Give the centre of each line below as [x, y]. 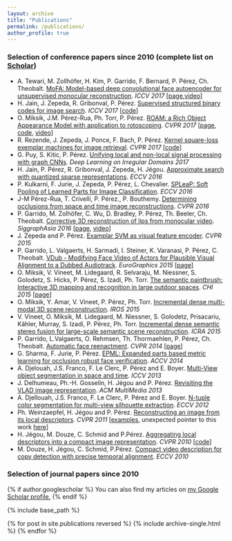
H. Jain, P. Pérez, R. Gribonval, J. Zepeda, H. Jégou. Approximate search [120, 169]
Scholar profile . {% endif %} [47, 497]
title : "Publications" [40, 20]
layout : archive [30, 14]
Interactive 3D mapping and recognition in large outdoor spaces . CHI [115, 287]
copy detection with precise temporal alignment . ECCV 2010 [103, 456]
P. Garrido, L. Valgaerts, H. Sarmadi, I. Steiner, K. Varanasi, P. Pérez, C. [118, 250]
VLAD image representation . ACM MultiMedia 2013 [89, 390]
